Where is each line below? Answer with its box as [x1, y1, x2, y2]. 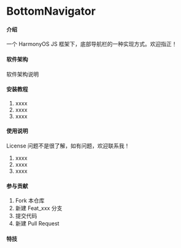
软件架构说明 [6, 70, 39, 78]
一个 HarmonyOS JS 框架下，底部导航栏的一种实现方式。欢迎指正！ [6, 40, 177, 48]
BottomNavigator [6, 4, 96, 18]
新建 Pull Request [15, 220, 60, 227]
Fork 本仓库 [15, 197, 45, 205]
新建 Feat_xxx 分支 [15, 205, 63, 212]
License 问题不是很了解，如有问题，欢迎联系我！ [6, 142, 130, 149]
